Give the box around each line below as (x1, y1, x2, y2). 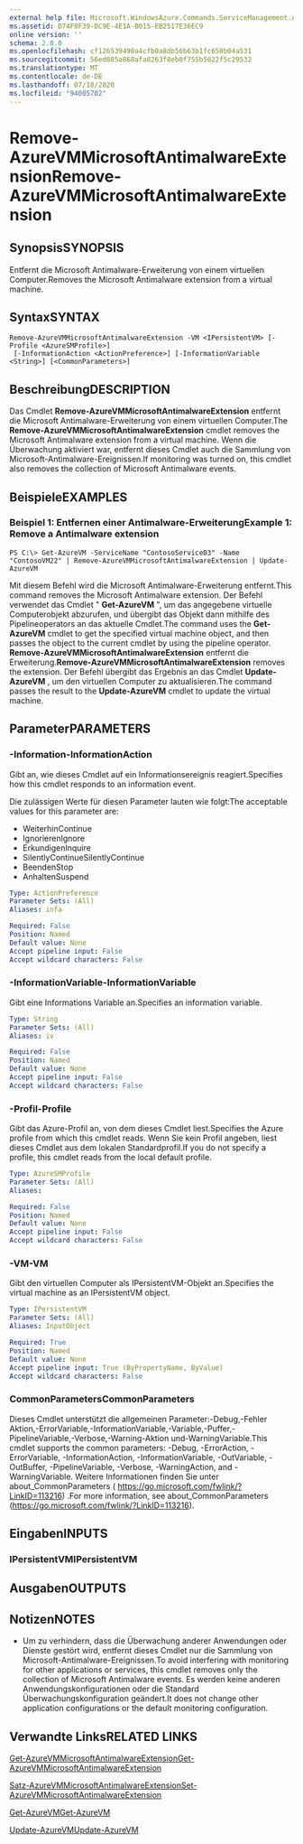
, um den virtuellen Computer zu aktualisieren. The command (47, 675, 272, 686)
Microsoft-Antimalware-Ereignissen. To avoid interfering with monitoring (22, 1654, 289, 1666)
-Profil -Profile (9, 1103, 72, 1115)
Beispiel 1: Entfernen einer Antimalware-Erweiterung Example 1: (9, 517, 293, 529)
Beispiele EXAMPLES (9, 489, 128, 505)
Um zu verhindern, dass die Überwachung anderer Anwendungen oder (22, 1635, 287, 1646)
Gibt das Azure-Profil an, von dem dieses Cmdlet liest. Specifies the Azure (9, 1123, 284, 1134)
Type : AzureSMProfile (9, 1169, 91, 1178)
